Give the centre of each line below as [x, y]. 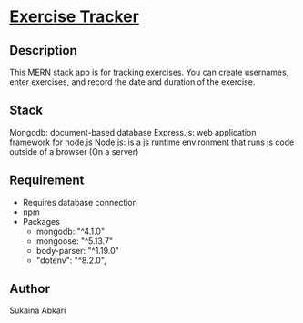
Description [43, 50]
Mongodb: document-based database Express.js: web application [133, 132]
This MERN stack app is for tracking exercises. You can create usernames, [149, 72]
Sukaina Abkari [38, 310]
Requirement [47, 181]
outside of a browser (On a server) [74, 151]
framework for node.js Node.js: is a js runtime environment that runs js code [152, 142]
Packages [41, 221]
